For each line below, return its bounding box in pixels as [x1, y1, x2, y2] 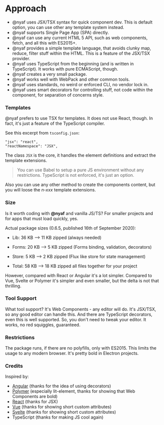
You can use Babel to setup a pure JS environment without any [17, 167, 144, 173]
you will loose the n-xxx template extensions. [5, 187, 96, 193]
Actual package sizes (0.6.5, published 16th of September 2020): [5, 225, 136, 231]
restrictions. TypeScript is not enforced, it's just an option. [17, 172, 135, 178]
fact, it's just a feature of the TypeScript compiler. [5, 120, 105, 126]
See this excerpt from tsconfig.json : [5, 130, 80, 136]
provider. [12, 55, 30, 61]
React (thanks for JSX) [12, 399, 58, 404]
